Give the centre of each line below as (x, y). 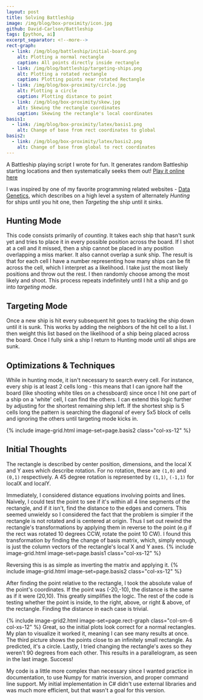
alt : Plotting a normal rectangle (61, 57)
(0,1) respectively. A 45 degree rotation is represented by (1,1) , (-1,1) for (100, 477)
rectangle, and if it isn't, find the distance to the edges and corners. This (96, 508)
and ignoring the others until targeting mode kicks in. (72, 419)
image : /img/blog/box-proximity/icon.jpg (59, 23)
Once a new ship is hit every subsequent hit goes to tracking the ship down (100, 321)
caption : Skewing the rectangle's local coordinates (85, 113)
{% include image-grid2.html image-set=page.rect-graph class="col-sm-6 (99, 620)
